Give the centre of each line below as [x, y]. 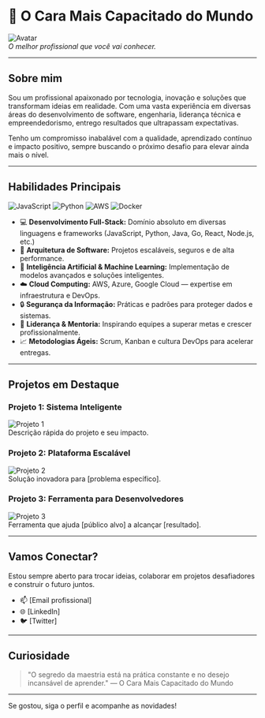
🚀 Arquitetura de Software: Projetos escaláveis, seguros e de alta [127, 250]
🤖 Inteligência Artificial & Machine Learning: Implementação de [125, 267]
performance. [42, 258]
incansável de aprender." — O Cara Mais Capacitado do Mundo [131, 683]
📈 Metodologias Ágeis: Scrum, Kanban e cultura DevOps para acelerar [136, 341]
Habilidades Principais [65, 187]
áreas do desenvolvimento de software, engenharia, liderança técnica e [125, 114]
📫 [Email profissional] [56, 600]
